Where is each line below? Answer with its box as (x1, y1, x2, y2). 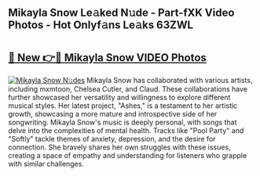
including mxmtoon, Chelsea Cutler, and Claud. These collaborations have (8, 84, 247, 93)
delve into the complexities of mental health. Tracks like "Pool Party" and (8, 126, 244, 135)
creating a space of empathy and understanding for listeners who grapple (8, 151, 247, 160)
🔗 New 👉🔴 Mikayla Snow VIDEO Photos (8, 51, 207, 64)
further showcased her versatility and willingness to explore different (8, 93, 231, 102)
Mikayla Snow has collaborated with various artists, (86, 76, 253, 84)
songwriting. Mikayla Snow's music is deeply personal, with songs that (8, 117, 237, 127)
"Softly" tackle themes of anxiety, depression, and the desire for (8, 135, 216, 143)
